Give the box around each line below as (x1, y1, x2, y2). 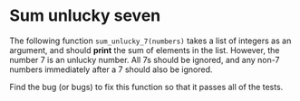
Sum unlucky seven (9, 5, 161, 26)
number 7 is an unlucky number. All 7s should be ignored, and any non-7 (9, 54, 280, 65)
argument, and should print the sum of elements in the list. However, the (9, 44, 280, 55)
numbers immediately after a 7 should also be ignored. (9, 64, 213, 75)
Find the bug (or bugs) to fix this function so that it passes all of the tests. (9, 81, 284, 92)
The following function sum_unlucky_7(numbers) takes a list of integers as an (9, 35, 292, 46)
